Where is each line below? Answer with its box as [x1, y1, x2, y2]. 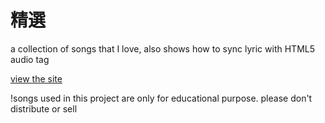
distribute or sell [10, 102, 78, 115]
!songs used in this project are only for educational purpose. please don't [10, 92, 313, 104]
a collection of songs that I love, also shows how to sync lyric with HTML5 [10, 42, 315, 55]
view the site [10, 72, 63, 85]
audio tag [10, 53, 50, 65]
